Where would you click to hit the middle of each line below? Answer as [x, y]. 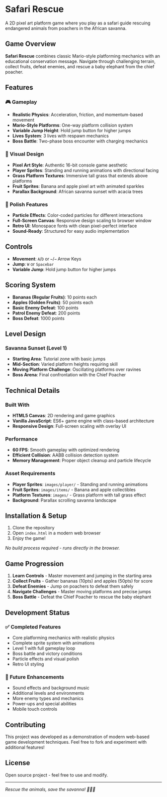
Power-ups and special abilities [44, 704]
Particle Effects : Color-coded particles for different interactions [78, 215]
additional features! [25, 747]
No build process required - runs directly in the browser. [63, 548]
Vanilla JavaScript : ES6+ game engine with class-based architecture [83, 421]
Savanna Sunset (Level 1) [36, 348]
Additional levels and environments [48, 693]
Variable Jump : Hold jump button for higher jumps [64, 269]
